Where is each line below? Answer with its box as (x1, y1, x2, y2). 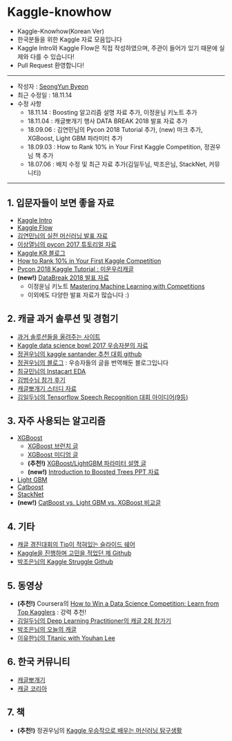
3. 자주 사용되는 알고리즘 (7, 415, 106, 427)
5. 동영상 (7, 579, 43, 591)
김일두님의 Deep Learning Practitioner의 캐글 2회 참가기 (17, 617, 171, 625)
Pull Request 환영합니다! (17, 61, 85, 69)
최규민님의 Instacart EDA (17, 367, 86, 375)
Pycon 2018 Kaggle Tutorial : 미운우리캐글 (17, 264, 134, 273)
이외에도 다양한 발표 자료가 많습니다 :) (27, 291, 130, 299)
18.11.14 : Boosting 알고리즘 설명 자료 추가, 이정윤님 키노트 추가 (27, 108, 197, 116)
